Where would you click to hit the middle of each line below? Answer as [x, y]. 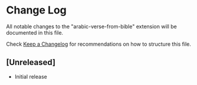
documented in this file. [35, 32]
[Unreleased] [31, 62]
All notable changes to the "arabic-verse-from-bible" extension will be [91, 26]
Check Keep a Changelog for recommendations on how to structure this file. [99, 44]
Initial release [31, 76]
